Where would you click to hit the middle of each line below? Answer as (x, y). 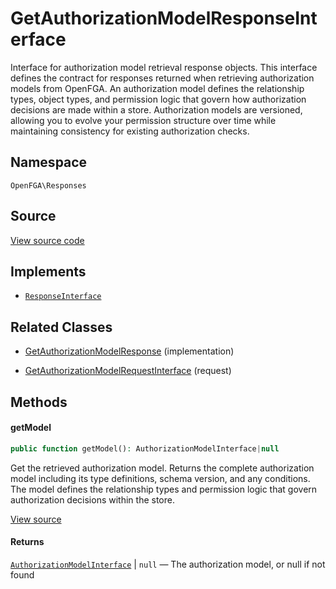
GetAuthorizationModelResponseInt (164, 18)
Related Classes (61, 327)
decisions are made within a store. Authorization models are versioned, (156, 109)
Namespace (49, 162)
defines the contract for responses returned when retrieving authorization (162, 78)
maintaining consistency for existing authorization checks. (130, 131)
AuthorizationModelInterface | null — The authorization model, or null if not (168, 564)
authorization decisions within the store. (92, 499)
